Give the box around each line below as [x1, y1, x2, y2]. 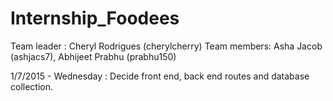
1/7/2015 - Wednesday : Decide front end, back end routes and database [10, 70, 310, 82]
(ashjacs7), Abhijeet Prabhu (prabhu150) [10, 50, 177, 62]
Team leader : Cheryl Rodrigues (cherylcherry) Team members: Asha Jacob [10, 40, 323, 52]
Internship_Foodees [10, 7, 180, 30]
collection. [10, 80, 54, 92]
